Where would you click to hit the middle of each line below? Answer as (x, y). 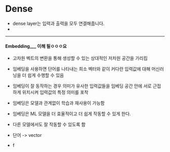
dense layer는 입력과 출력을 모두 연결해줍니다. (58, 23)
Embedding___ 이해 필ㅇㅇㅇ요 (36, 46)
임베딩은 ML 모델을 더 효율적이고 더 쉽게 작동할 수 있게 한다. (72, 114)
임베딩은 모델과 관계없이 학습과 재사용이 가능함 (58, 103)
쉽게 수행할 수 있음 (46, 75)
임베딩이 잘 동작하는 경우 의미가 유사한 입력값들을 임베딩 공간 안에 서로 (82, 86)
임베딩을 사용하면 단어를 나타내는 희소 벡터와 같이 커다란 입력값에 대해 (81, 69)
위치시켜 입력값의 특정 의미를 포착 (55, 92)
